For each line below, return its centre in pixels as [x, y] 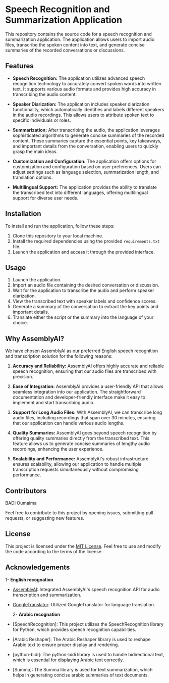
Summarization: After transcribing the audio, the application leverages [86, 130]
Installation [23, 214]
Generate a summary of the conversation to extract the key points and [86, 307]
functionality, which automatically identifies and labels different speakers [88, 109]
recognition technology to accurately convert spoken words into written [87, 83]
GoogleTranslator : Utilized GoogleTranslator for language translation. [84, 604]
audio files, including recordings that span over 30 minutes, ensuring [84, 418]
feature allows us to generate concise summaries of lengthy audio [81, 444]
